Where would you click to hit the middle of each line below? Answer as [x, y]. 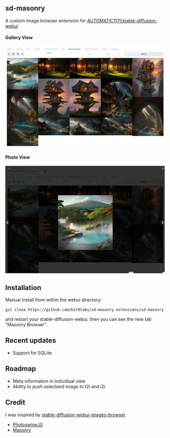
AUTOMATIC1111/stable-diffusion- [122, 20]
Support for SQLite [32, 353]
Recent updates [31, 341]
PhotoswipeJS [28, 424]
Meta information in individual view [49, 381]
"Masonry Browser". [26, 325]
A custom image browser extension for [46, 20]
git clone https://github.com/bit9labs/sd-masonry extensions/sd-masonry [85, 310]
